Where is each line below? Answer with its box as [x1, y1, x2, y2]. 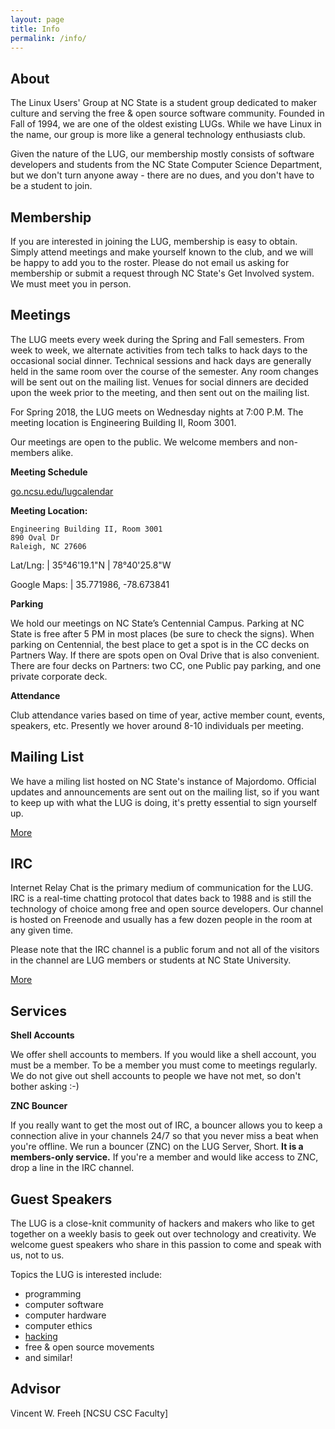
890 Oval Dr [10, 532, 60, 543]
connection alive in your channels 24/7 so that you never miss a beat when [10, 1130, 319, 1142]
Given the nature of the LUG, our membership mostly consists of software [10, 148, 315, 160]
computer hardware [24, 1309, 107, 1321]
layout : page [10, 14, 65, 25]
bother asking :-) [10, 1081, 80, 1093]
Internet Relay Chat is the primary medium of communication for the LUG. [10, 882, 314, 894]
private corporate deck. [10, 670, 108, 682]
